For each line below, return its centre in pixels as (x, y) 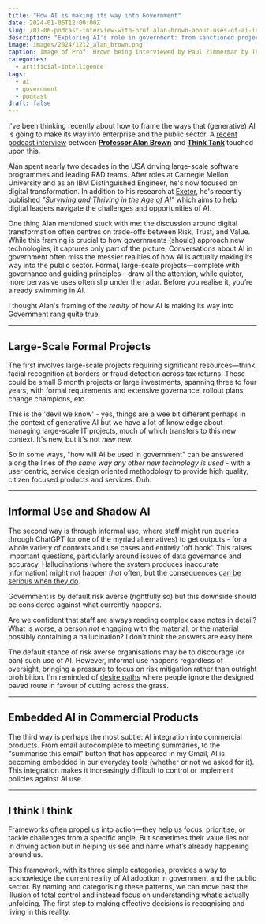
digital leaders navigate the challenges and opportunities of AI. (110, 208)
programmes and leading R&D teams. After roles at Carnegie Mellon (118, 175)
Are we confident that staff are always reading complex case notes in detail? (132, 620)
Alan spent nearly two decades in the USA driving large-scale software (123, 166)
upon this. (24, 151)
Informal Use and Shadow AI (79, 512)
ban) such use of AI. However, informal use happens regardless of (116, 660)
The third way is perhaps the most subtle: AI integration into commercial (125, 736)
